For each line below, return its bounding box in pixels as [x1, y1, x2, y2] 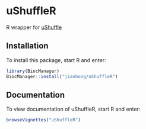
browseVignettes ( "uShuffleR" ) [6, 117, 81, 123]
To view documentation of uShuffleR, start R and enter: [6, 105, 141, 113]
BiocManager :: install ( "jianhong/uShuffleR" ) [6, 73, 118, 79]
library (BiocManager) [6, 68, 60, 74]
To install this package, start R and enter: [6, 56, 106, 63]
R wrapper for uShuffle [6, 24, 62, 31]
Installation [6, 41, 49, 51]
